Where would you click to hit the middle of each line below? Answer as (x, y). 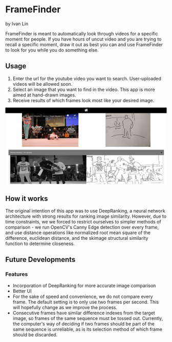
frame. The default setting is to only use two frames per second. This (86, 302)
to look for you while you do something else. (52, 50)
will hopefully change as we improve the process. (65, 307)
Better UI (22, 291)
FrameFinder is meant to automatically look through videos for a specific (82, 33)
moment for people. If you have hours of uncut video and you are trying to (83, 39)
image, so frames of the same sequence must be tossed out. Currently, (88, 318)
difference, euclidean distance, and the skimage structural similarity (77, 238)
